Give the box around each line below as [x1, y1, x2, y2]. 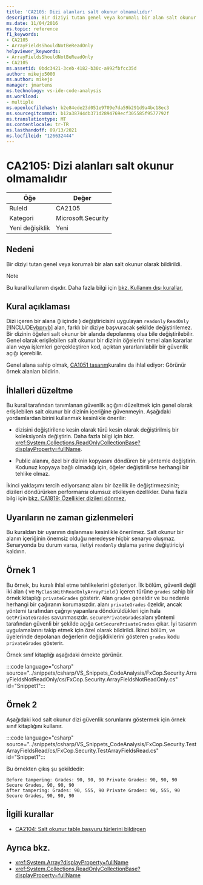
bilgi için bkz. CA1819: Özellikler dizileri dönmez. [6, 495, 126, 502]
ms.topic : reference [6, 25, 59, 32]
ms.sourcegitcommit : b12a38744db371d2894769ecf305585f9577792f [6, 110, 170, 116]
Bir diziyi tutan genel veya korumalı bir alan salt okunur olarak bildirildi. [6, 260, 182, 267]
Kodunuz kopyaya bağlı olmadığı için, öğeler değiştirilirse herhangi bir [15, 464, 189, 471]
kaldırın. [6, 548, 27, 555]
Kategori [9, 213, 34, 222]
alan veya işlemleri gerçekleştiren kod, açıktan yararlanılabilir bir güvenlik [6, 343, 189, 350]
